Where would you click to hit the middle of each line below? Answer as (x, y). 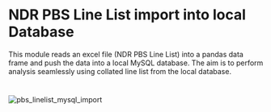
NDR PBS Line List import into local (127, 15)
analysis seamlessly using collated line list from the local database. (120, 71)
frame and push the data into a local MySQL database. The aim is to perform (136, 63)
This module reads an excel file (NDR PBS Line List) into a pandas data (126, 54)
